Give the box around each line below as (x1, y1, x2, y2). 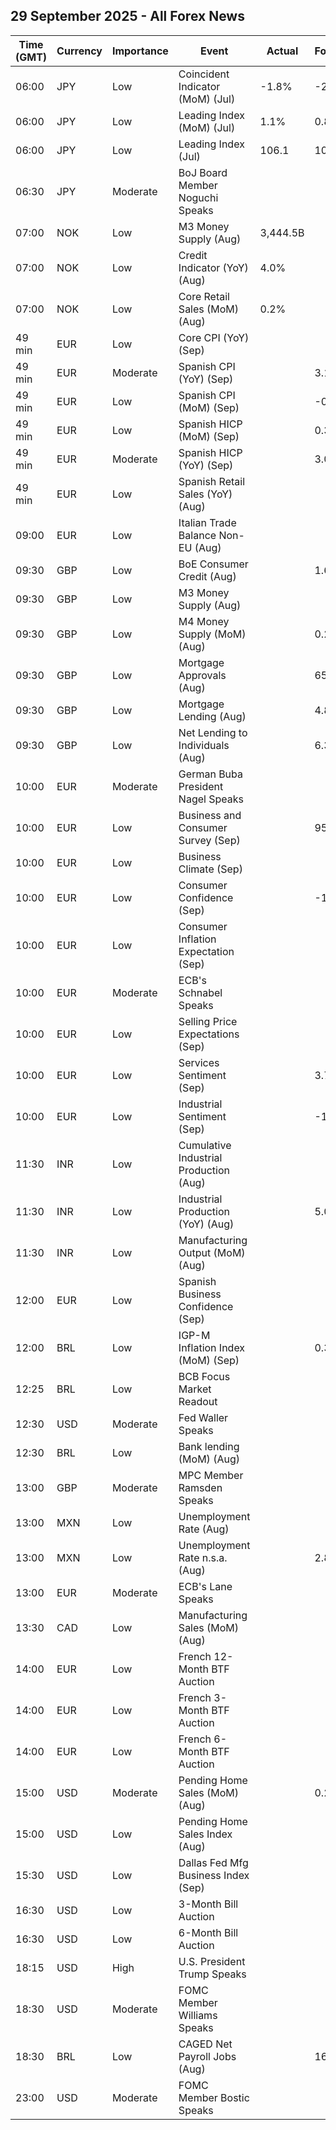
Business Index (178, 1868, 250, 1882)
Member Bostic (178, 2090, 250, 2104)
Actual (266, 44, 299, 58)
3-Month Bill (178, 1897, 239, 1911)
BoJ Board (178, 165, 228, 179)
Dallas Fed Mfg (178, 1855, 249, 1869)
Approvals (178, 668, 227, 682)
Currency (56, 44, 103, 58)
